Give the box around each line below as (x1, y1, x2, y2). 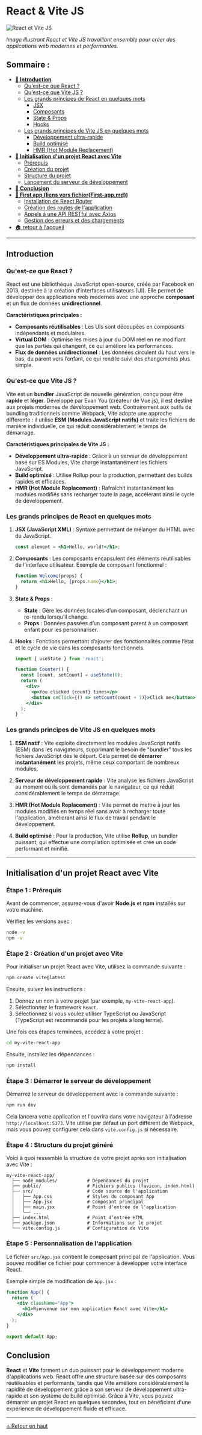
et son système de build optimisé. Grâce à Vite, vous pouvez (23, 1392, 174, 1399)
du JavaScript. (14, 532, 51, 540)
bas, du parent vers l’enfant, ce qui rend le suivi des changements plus (14, 355, 191, 362)
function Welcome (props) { (14, 573, 83, 579)
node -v (6, 930, 26, 936)
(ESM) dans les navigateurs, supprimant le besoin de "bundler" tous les (14, 746, 192, 753)
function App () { (6, 1289, 50, 1295)
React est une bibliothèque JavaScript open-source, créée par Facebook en (6, 280, 194, 288)
